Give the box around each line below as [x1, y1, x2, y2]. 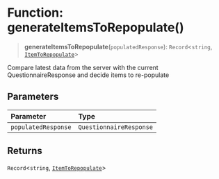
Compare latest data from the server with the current [7, 63, 159, 71]
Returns [7, 145, 43, 157]
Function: [7, 5, 64, 21]
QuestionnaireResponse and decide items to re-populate [7, 71, 170, 79]
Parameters [7, 91, 59, 103]
